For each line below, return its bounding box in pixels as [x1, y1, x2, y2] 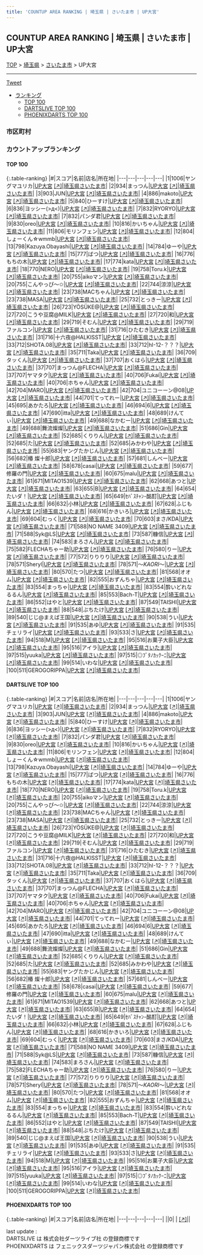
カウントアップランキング [6, 145, 80, 154]
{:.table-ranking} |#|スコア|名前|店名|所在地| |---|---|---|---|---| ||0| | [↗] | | [6, 1215, 191, 1223]
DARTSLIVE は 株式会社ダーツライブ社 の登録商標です [6, 1234, 140, 1242]
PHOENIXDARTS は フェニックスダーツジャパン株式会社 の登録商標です [6, 1242, 184, 1250]
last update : [6, 1227, 37, 1235]
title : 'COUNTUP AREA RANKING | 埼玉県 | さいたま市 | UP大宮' [6, 8, 159, 15]
